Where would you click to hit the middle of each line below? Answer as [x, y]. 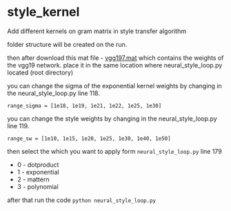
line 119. [18, 125]
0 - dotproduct [38, 164]
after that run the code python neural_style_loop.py [82, 200]
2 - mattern [33, 179]
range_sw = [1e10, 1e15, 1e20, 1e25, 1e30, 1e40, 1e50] [89, 139]
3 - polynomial [38, 186]
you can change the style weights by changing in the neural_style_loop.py [112, 119]
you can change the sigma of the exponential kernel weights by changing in [114, 86]
